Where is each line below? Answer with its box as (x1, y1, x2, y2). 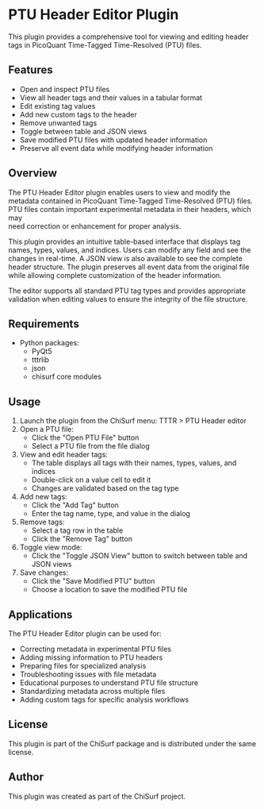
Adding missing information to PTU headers (19, 653, 163, 662)
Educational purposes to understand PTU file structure (19, 678, 199, 688)
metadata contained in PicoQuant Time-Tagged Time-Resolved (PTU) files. (8, 196, 254, 206)
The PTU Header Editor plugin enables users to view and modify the (8, 187, 231, 197)
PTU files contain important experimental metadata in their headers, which (8, 204, 251, 214)
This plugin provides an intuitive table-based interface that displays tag (8, 237, 241, 246)
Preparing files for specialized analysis (19, 661, 147, 670)
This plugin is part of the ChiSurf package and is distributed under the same (8, 738, 256, 748)
